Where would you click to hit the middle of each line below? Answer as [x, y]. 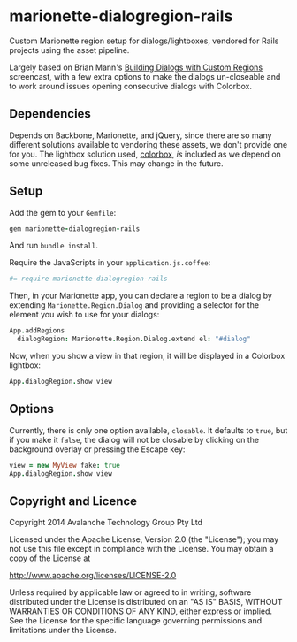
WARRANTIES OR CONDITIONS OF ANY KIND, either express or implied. [141, 611]
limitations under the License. [63, 631]
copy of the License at [50, 558]
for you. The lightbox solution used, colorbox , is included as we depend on [145, 154]
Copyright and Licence [73, 501]
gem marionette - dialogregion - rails [75, 229]
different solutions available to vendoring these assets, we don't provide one [148, 144]
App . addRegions [37, 331]
